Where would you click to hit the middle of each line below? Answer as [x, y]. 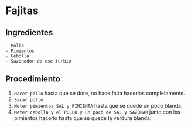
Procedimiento [33, 79]
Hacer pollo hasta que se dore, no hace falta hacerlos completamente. [100, 93]
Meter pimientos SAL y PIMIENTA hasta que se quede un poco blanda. [98, 105]
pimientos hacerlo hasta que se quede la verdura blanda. [83, 118]
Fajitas [22, 11]
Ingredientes [29, 32]
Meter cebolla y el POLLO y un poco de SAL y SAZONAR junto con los [97, 112]
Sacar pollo [28, 100]
